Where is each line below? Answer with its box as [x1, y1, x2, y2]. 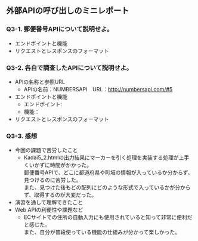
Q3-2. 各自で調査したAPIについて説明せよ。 [6, 63, 133, 72]
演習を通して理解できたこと [14, 199, 83, 206]
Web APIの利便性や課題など [14, 206, 83, 214]
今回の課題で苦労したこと [14, 147, 78, 154]
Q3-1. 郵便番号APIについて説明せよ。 [6, 25, 113, 33]
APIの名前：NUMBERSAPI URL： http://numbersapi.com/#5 [23, 85, 173, 92]
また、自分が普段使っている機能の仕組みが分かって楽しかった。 [23, 228, 181, 236]
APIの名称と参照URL [14, 78, 66, 85]
